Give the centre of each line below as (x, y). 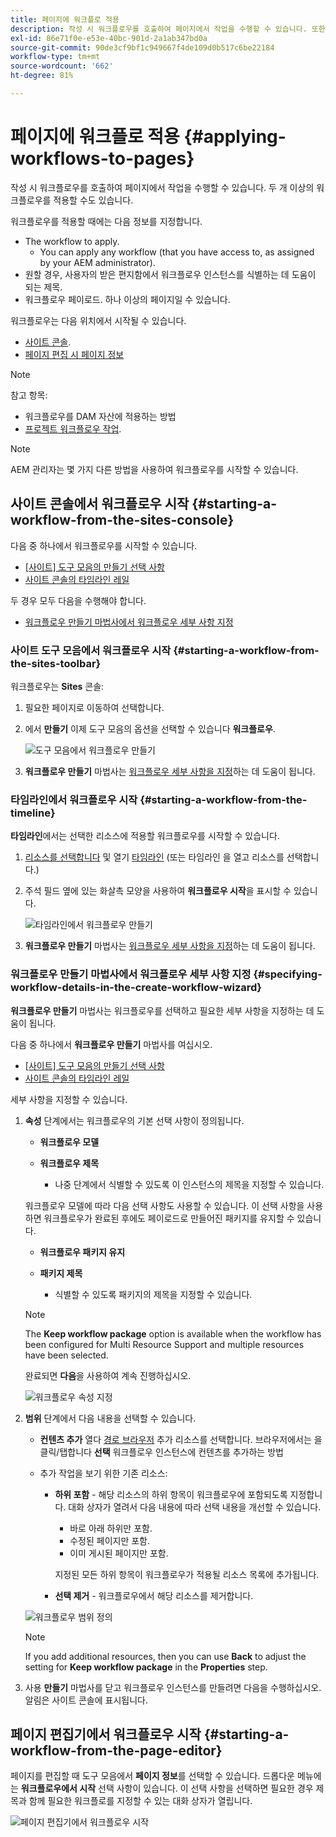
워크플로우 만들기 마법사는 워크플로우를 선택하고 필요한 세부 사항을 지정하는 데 (162, 1010)
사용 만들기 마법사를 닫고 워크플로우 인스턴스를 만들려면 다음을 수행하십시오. (173, 1687)
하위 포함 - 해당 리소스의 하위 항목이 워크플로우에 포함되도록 (171, 1494)
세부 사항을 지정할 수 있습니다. (69, 1099)
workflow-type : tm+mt (55, 57)
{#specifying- (288, 974)
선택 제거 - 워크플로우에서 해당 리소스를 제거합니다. (154, 1595)
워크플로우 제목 (69, 1163)
